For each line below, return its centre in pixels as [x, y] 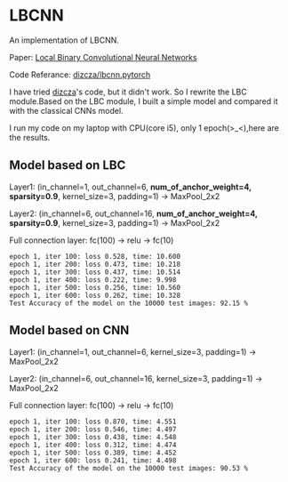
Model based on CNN [69, 330]
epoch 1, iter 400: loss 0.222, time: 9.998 [93, 280]
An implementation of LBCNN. [64, 40]
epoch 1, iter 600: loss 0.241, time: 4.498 [93, 460]
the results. [30, 137]
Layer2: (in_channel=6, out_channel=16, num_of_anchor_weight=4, [133, 213]
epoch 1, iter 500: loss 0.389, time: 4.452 [93, 453]
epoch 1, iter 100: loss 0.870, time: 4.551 [93, 422]
